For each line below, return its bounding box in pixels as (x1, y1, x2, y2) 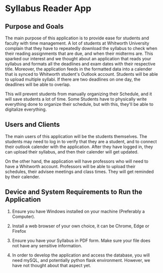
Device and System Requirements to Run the (5, 188, 143, 196)
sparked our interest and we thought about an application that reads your (5, 56, 151, 61)
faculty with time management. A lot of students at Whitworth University (5, 40, 149, 46)
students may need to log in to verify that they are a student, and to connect (5, 138, 157, 144)
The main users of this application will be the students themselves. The (5, 133, 147, 139)
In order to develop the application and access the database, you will (12, 252, 150, 258)
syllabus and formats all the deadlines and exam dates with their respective (5, 61, 156, 67)
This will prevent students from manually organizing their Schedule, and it (5, 91, 152, 97)
